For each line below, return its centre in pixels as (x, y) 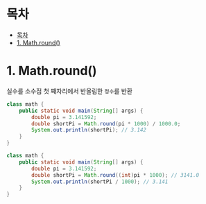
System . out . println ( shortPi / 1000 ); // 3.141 (100, 182)
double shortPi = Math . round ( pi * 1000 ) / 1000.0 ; (106, 124)
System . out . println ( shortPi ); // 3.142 (89, 130)
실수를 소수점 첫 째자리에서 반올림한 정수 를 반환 (70, 91)
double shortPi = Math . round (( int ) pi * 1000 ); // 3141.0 (115, 175)
